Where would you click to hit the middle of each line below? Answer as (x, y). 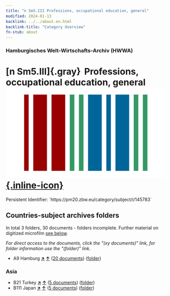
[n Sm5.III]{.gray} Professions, (72, 72)
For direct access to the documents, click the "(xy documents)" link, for (80, 243)
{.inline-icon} (35, 185)
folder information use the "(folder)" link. (48, 248)
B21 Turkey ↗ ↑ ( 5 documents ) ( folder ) (54, 283)
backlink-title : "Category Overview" (46, 27)
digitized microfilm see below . (37, 233)
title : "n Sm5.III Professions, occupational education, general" (77, 11)
